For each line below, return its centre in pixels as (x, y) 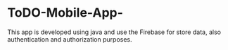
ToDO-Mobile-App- (65, 13)
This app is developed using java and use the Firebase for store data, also (114, 32)
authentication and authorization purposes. (70, 39)
